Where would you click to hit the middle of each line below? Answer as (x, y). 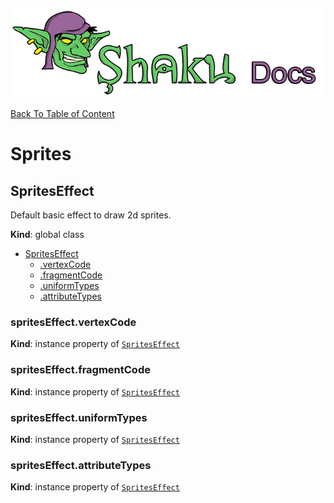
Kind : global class (47, 235)
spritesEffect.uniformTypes (79, 417)
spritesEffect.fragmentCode (80, 370)
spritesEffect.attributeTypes (81, 465)
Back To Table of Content (62, 114)
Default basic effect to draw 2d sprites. (91, 215)
